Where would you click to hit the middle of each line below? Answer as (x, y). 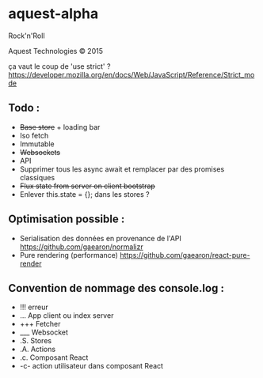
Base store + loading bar (60, 127)
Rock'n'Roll (27, 36)
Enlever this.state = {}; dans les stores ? (84, 194)
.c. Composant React (54, 357)
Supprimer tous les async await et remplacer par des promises (122, 169)
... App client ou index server (67, 316)
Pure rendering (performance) (69, 255)
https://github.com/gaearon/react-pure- (185, 255)
